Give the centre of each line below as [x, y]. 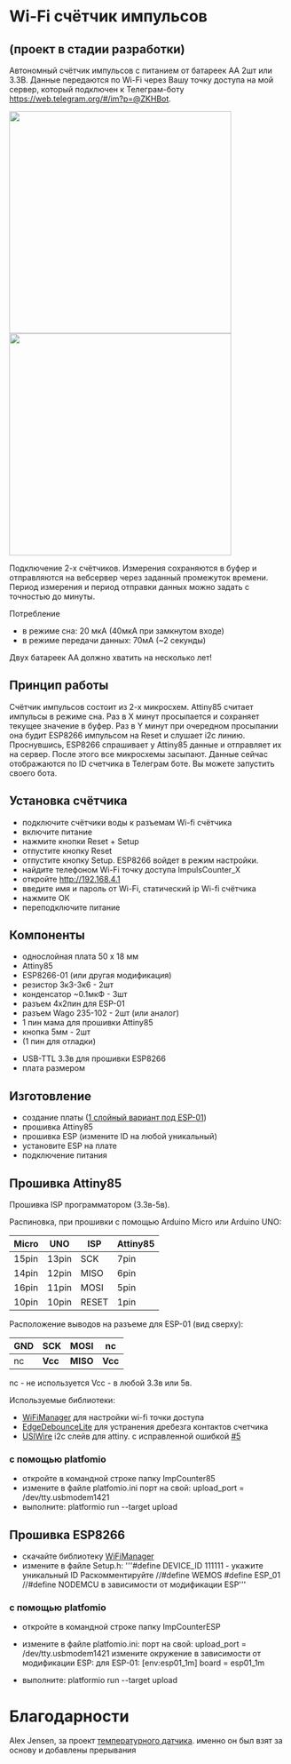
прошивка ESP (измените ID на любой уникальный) [119, 1137]
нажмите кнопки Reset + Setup [80, 841]
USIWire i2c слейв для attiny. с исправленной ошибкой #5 [131, 1436]
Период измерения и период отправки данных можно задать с [130, 587]
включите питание [57, 832]
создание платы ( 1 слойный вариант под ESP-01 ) [114, 1118]
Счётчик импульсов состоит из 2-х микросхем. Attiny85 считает [132, 706]
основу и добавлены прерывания [73, 1750]
